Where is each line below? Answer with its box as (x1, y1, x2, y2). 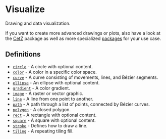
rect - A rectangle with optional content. (12, 112, 97, 118)
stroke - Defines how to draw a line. (12, 122, 88, 128)
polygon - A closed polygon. (12, 106, 71, 112)
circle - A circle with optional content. (12, 63, 93, 69)
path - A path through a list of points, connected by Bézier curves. (12, 101, 150, 107)
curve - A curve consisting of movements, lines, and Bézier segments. (12, 74, 158, 80)
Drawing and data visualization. (5, 20, 71, 26)
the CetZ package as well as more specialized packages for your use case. (5, 35, 161, 41)
